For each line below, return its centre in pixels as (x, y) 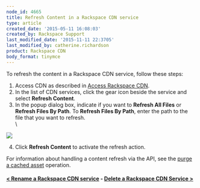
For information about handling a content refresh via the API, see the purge (99, 158)
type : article (24, 23)
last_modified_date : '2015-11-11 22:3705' (60, 40)
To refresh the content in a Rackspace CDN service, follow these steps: (95, 74)
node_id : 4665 (24, 12)
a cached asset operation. (39, 165)
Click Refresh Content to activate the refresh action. (80, 147)
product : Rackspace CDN (36, 51)
